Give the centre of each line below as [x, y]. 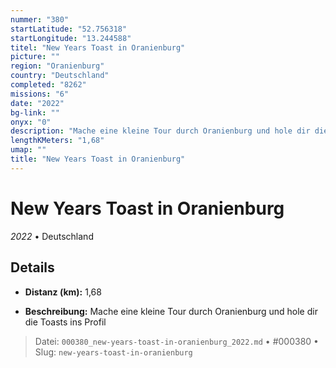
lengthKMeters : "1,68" [57, 141]
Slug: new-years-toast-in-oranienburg [113, 352]
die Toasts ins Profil [65, 322]
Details [32, 267]
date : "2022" [37, 103]
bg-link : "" [35, 112]
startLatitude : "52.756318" [69, 29]
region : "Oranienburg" [57, 66]
